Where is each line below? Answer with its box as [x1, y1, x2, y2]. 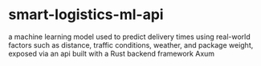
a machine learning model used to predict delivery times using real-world [8, 32, 251, 41]
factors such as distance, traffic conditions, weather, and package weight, [8, 40, 254, 49]
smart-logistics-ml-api [8, 6, 164, 24]
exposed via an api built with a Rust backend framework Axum [8, 49, 215, 58]
